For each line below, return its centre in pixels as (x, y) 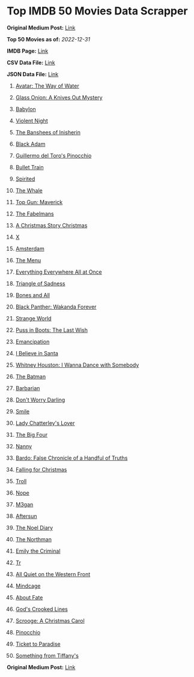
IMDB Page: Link (28, 51)
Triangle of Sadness (40, 283)
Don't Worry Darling (40, 400)
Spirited (25, 179)
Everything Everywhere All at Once (59, 272)
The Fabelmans (35, 214)
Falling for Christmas (41, 469)
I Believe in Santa (37, 353)
